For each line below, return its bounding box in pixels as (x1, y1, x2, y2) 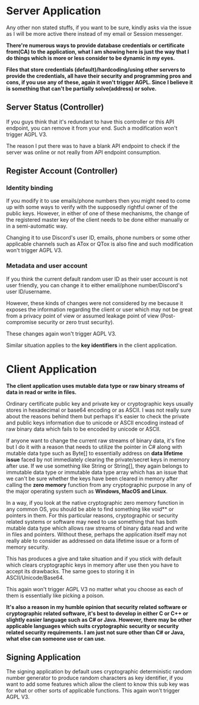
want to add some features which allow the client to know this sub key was (6, 681, 189, 688)
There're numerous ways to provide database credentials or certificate (6, 42, 185, 49)
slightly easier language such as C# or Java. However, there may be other (6, 616, 192, 623)
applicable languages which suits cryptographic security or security (6, 622, 179, 629)
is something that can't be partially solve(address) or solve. (6, 85, 157, 92)
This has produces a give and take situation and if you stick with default (6, 555, 182, 562)
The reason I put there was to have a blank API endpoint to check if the (6, 142, 180, 150)
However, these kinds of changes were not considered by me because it (6, 299, 184, 306)
